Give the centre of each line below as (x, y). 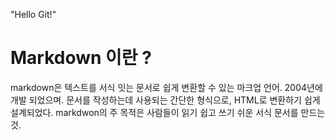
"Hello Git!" (33, 14)
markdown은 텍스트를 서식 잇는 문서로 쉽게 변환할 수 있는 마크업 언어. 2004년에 (166, 87)
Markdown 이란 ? (81, 58)
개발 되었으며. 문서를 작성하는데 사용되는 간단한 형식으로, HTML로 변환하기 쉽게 (165, 100)
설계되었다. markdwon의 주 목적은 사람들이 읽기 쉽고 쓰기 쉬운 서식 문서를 (154, 112)
